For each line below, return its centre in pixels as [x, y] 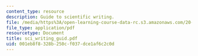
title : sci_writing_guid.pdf [42, 38]
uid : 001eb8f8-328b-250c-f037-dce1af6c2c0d [60, 44]
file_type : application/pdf [41, 28]
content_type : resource [35, 11]
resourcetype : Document [35, 33]
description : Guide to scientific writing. [60, 17]
